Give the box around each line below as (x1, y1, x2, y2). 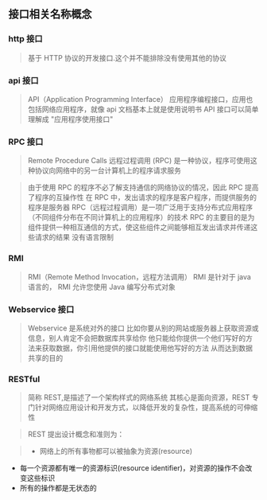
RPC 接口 (8, 136, 44, 147)
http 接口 (8, 33, 43, 45)
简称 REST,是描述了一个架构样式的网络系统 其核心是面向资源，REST (27, 393, 250, 402)
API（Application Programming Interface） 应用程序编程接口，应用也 (27, 94, 253, 104)
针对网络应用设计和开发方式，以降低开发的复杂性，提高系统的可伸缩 (34, 403, 258, 412)
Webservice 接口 (8, 303, 75, 314)
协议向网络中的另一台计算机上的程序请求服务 (34, 166, 181, 175)
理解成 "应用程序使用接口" (27, 114, 114, 123)
